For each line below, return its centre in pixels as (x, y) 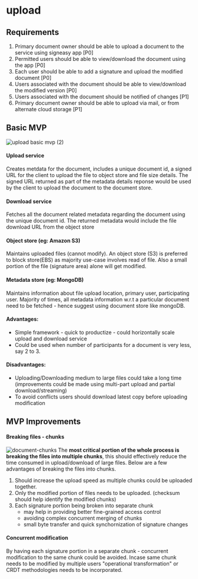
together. (26, 487)
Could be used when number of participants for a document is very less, (103, 345)
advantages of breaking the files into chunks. (61, 469)
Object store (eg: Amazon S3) (43, 240)
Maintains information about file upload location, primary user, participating (98, 293)
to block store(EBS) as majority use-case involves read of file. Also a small (97, 260)
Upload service (25, 156)
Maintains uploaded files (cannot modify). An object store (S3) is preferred (97, 254)
